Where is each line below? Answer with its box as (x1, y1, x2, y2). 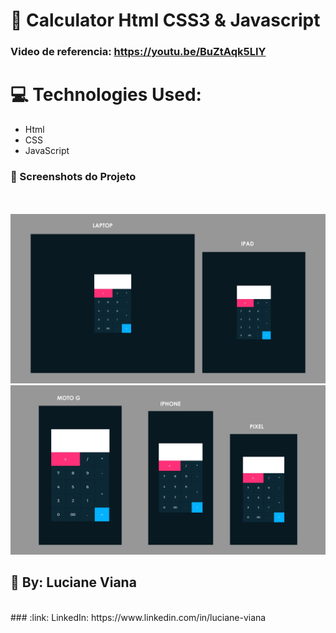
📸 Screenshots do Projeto (10, 169, 137, 183)
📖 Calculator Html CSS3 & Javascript (10, 9, 321, 32)
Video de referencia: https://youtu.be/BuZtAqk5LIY (10, 45, 267, 59)
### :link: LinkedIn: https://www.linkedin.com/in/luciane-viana (10, 611, 267, 623)
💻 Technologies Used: (10, 84, 202, 106)
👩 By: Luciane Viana (10, 574, 137, 591)
